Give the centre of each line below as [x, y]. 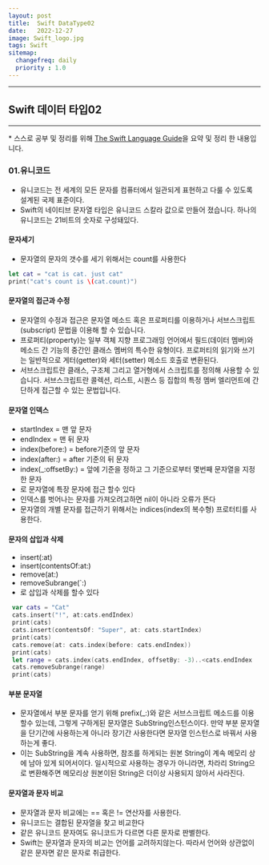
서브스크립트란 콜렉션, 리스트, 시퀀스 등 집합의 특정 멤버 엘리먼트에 [147, 380]
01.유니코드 [29, 171]
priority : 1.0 [41, 68]
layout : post [30, 16]
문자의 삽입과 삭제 [36, 539]
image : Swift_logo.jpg [46, 38]
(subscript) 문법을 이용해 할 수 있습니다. [82, 330]
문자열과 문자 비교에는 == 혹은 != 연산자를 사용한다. [100, 812]
